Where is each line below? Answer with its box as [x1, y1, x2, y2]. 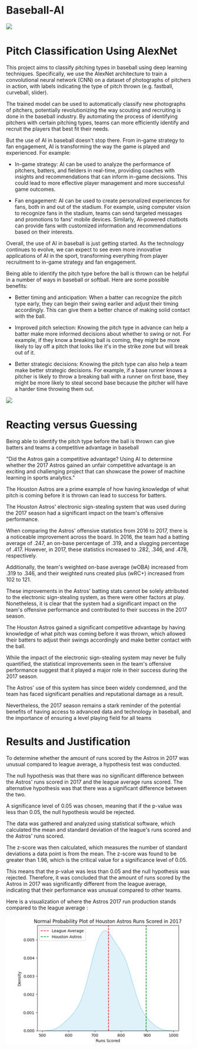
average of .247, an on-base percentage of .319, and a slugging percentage [6, 539, 189, 546]
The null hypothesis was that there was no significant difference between [6, 772, 184, 779]
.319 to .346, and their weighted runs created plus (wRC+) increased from [6, 569, 185, 577]
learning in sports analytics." [6, 474, 75, 481]
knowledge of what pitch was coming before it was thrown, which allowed [6, 630, 186, 637]
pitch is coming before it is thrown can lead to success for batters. [6, 492, 166, 499]
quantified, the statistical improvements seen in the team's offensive [6, 660, 172, 667]
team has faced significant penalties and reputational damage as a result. [6, 690, 184, 698]
